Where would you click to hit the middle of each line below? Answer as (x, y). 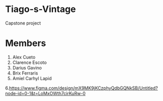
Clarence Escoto (29, 62)
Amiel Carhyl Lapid (32, 78)
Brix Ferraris (25, 73)
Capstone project (23, 23)
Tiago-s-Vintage (41, 9)
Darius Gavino (27, 67)
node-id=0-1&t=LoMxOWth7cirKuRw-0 (45, 93)
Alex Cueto (24, 57)
